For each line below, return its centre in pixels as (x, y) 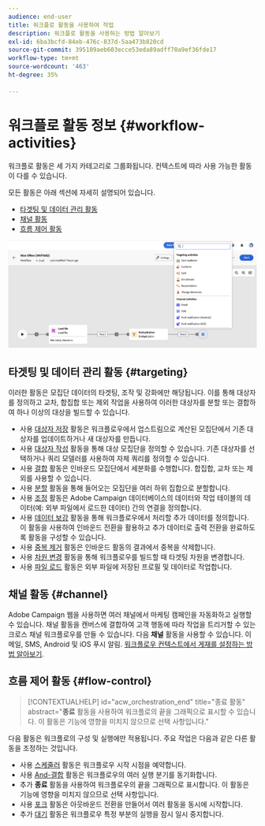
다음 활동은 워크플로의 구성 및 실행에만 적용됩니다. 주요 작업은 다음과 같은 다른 (128, 738)
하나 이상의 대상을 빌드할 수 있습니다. (73, 412)
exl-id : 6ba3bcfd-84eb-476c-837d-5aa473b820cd (86, 42)
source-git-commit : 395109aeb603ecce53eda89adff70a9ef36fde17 (112, 50)
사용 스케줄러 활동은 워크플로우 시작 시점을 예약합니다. (103, 765)
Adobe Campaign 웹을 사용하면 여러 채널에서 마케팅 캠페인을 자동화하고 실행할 (130, 614)
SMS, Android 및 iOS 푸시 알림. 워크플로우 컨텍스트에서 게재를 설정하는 (135, 644)
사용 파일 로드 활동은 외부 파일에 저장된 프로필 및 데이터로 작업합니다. (126, 567)
